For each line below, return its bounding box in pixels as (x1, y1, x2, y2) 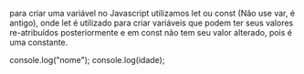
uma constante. (9, 37, 68, 48)
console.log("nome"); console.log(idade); (9, 55, 165, 65)
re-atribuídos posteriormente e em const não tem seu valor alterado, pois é (9, 27, 293, 37)
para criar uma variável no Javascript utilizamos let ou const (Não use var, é (9, 8, 295, 18)
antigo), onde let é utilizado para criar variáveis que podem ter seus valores (9, 17, 294, 28)
